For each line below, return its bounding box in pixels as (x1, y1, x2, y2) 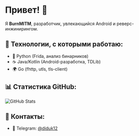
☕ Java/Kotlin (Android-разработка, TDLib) (12, 58, 101, 64)
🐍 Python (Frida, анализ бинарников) (12, 53, 89, 59)
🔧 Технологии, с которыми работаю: (5, 40, 123, 49)
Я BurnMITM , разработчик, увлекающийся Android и (5, 21, 116, 27)
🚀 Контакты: (5, 112, 45, 121)
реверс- (116, 21, 134, 27)
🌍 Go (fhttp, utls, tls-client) (12, 66, 68, 72)
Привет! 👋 (5, 4, 48, 16)
